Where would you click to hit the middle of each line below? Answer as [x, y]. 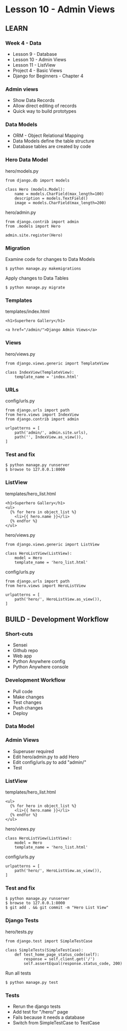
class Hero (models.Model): [35, 189]
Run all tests [18, 973]
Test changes [27, 702]
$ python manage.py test [32, 982]
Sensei [20, 645]
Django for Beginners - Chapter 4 [48, 76]
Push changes [28, 707]
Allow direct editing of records [45, 106]
